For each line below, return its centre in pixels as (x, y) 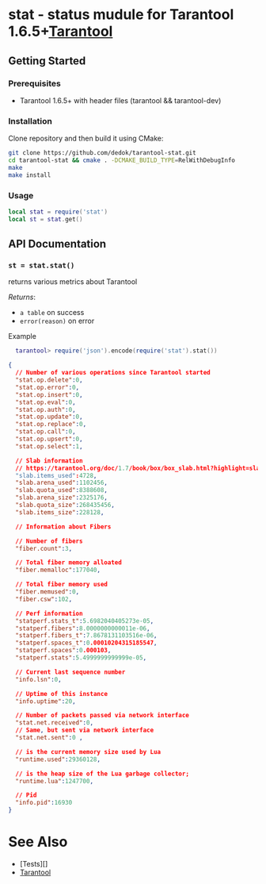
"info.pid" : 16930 (44, 803)
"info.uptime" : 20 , (46, 701)
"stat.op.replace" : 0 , (51, 425)
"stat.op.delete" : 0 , (49, 380)
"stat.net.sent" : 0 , (49, 738)
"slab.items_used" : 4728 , (56, 475)
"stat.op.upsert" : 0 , (49, 439)
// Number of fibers (49, 541)
